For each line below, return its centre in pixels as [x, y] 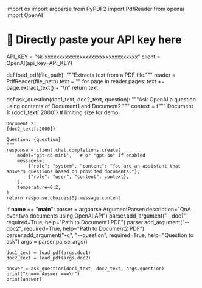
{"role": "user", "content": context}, [79, 177]
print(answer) [24, 279]
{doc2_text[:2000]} [31, 129]
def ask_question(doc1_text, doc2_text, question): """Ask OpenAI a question [101, 99]
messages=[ [31, 160]
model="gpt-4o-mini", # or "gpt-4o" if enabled [82, 155]
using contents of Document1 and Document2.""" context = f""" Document [100, 106]
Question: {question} [34, 139]
